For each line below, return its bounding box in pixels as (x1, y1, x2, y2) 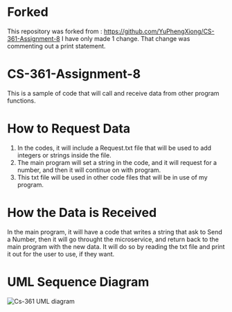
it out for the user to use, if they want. (7, 250, 115, 258)
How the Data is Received (7, 205, 157, 220)
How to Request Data (7, 121, 131, 137)
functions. (7, 96, 36, 105)
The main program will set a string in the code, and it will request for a (17, 158, 217, 166)
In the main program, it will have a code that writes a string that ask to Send (7, 227, 223, 236)
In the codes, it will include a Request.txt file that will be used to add (17, 144, 212, 152)
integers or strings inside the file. (17, 150, 112, 159)
